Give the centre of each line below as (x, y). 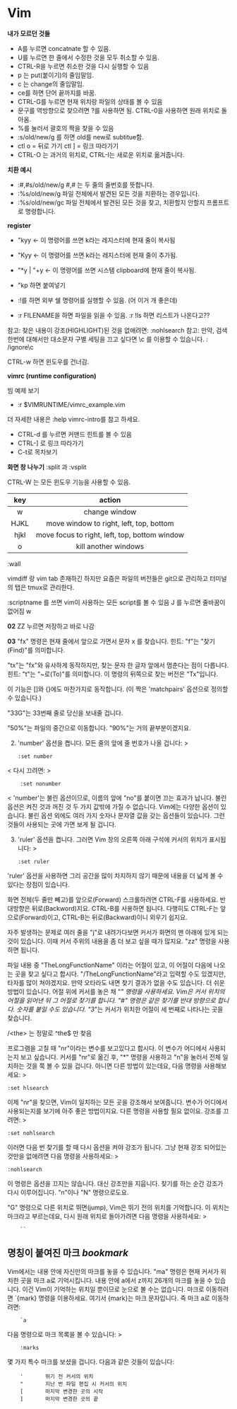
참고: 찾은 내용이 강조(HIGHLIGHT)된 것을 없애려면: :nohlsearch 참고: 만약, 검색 (117, 330)
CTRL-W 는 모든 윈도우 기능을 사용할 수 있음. (69, 482)
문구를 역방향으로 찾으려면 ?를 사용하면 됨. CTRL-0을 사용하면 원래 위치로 (119, 110)
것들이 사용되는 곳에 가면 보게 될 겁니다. (62, 824)
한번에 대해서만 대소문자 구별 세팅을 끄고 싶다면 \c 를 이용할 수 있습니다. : (108, 339)
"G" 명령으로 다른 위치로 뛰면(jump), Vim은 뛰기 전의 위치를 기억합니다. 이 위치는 (119, 1207)
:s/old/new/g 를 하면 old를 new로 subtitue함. (81, 137)
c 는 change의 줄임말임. (51, 84)
